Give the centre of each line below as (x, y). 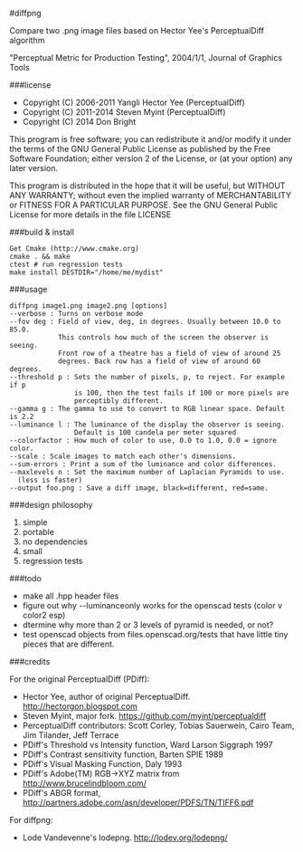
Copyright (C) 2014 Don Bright (79, 122)
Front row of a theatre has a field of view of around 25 (169, 353)
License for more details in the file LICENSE (90, 215)
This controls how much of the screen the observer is (163, 338)
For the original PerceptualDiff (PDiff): (80, 679)
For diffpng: (31, 820)
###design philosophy (51, 505)
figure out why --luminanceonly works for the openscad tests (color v (152, 605)
